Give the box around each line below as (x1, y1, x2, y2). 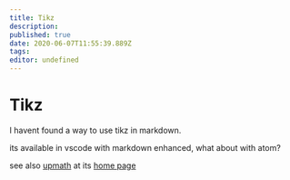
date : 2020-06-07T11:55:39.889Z (9, 38, 132, 48)
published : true (9, 30, 71, 39)
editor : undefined (9, 55, 79, 65)
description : (9, 22, 59, 31)
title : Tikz (9, 13, 55, 23)
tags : (9, 47, 30, 56)
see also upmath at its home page (9, 160, 136, 171)
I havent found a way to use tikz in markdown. (9, 125, 182, 135)
